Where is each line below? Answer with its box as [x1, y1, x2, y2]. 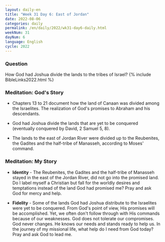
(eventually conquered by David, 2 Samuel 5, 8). [12, 125, 110, 131]
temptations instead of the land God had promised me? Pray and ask [12, 185, 152, 191]
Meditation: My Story [5, 158, 57, 165]
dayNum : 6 [5, 35, 26, 40]
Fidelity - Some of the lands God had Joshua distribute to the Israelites [12, 200, 157, 205]
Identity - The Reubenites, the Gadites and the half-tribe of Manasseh [12, 169, 155, 175]
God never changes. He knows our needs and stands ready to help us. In [12, 221, 161, 227]
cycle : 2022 [5, 44, 30, 49]
